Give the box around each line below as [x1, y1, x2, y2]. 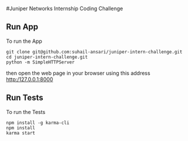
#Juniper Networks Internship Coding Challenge [6, 5, 123, 12]
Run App [6, 22, 39, 32]
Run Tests [6, 93, 43, 103]
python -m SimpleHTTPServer [6, 59, 75, 65]
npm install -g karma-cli [6, 120, 69, 126]
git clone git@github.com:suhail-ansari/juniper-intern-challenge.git [6, 49, 183, 55]
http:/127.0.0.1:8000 [6, 76, 53, 83]
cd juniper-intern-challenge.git [6, 54, 88, 60]
